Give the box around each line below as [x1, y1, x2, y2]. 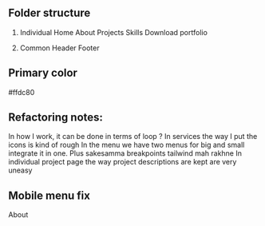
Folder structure [8, 6, 91, 20]
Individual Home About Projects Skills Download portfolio [19, 27, 208, 37]
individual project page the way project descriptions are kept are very [8, 157, 237, 167]
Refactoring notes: [8, 111, 104, 125]
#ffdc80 [8, 87, 35, 97]
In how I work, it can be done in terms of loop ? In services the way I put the [8, 132, 258, 141]
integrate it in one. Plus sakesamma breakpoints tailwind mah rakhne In [8, 149, 242, 158]
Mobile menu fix [8, 188, 90, 202]
